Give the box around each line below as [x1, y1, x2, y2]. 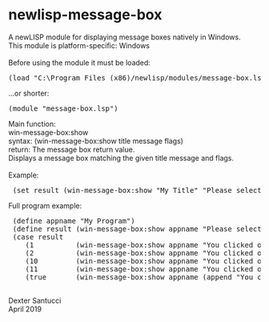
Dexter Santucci [8, 296, 62, 305]
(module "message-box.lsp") [8, 104, 118, 113]
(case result [12, 232, 64, 242]
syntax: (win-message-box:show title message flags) [8, 136, 184, 145]
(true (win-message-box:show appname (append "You [25, 272, 254, 282]
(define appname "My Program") [12, 216, 135, 226]
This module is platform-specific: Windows [8, 40, 151, 50]
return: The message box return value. [8, 145, 135, 154]
